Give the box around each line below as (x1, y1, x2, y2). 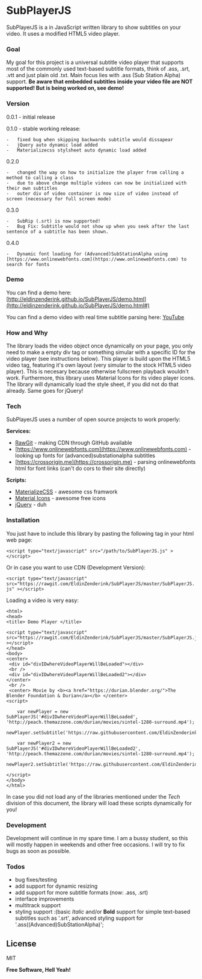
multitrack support (14, 902, 61, 909)
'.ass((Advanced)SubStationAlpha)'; (14, 921, 104, 928)
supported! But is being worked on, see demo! (6, 84, 124, 92)
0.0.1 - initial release (6, 113, 55, 121)
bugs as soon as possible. (6, 848, 71, 855)
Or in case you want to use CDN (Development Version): (6, 563, 146, 571)
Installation (6, 516, 40, 525)
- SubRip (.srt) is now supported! (6, 218, 101, 224)
